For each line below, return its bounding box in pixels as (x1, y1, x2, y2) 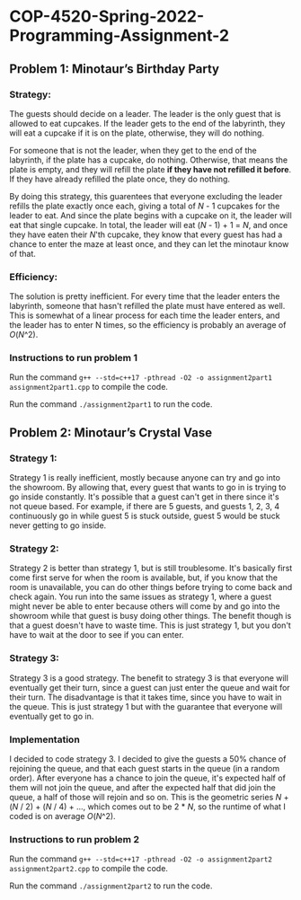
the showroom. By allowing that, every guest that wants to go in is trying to (9, 482, 287, 493)
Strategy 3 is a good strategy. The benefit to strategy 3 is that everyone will (9, 672, 289, 684)
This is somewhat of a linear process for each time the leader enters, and (9, 310, 280, 321)
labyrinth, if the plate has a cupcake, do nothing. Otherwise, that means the (9, 154, 288, 165)
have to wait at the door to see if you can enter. (9, 630, 184, 640)
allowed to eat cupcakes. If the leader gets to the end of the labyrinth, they (9, 118, 286, 128)
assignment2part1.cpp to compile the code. (9, 382, 169, 393)
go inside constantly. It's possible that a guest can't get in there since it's (9, 491, 280, 502)
